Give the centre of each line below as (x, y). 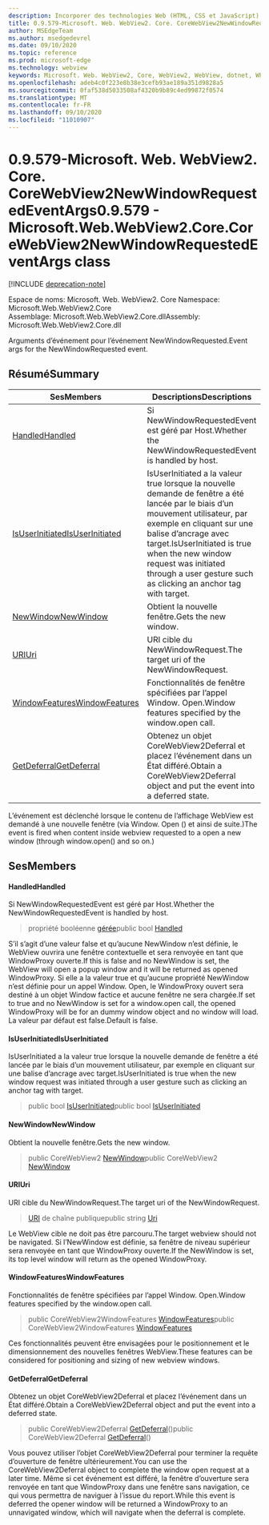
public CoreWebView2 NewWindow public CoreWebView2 (122, 1157)
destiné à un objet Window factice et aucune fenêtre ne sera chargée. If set (132, 995)
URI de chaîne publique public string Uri (92, 1217)
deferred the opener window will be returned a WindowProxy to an (118, 1504)
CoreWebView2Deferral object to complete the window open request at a (129, 1470)
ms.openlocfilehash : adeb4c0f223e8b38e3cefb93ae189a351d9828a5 (116, 82)
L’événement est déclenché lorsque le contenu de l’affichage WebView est (131, 815)
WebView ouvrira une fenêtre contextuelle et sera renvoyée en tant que (126, 952)
